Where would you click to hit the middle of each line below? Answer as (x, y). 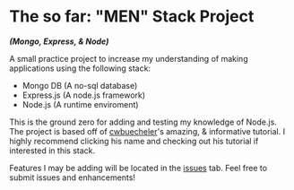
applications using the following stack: (80, 68)
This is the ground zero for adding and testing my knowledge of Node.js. (143, 122)
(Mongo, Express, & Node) (59, 41)
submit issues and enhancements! (73, 177)
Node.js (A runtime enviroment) (80, 104)
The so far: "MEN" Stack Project (132, 17)
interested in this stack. (52, 151)
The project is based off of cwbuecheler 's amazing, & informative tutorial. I (147, 131)
